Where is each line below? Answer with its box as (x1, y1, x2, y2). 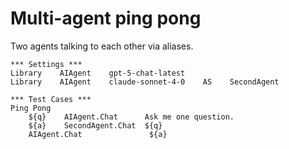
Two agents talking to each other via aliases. (10, 40, 194, 52)
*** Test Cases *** (10, 94, 92, 104)
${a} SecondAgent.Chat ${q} (28, 120, 163, 131)
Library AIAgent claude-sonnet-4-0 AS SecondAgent (10, 77, 280, 87)
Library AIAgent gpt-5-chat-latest (10, 68, 186, 78)
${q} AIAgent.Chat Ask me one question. (28, 112, 235, 122)
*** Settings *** (10, 59, 83, 69)
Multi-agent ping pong (10, 7, 202, 30)
